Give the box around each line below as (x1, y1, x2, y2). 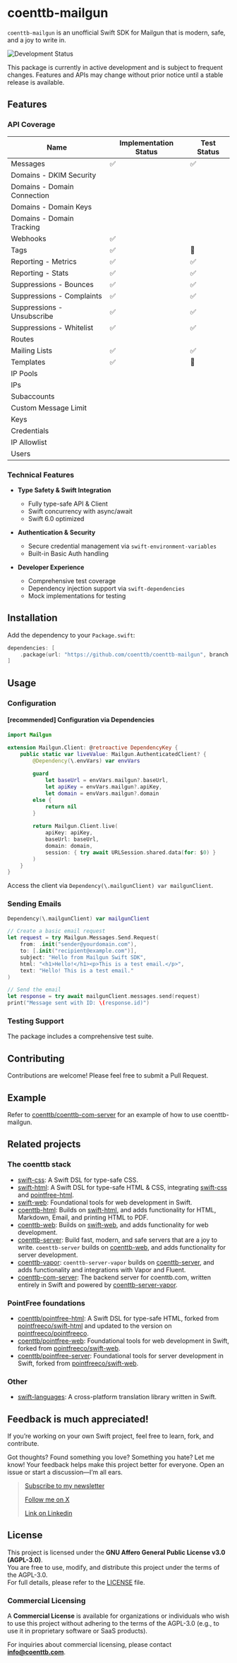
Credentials (11, 425, 49, 435)
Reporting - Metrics (11, 256, 78, 266)
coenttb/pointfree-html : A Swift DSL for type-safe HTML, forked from (17, 1314, 219, 1322)
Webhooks (11, 233, 47, 243)
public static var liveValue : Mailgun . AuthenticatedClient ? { (20, 750, 207, 757)
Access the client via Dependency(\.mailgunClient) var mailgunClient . (7, 882, 214, 890)
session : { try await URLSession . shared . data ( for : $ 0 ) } (44, 848, 217, 856)
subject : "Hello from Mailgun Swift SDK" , (20, 954, 147, 961)
